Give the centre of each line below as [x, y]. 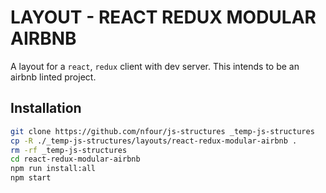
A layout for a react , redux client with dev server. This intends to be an [155, 66]
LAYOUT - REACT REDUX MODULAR [163, 17]
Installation [46, 108]
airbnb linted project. [53, 77]
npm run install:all [53, 169]
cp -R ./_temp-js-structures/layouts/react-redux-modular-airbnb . [154, 141]
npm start [31, 178]
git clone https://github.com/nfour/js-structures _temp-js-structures [162, 131]
